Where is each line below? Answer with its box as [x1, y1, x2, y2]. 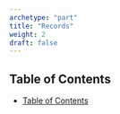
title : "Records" [9, 22, 74, 31]
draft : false [9, 38, 58, 48]
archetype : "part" [9, 13, 78, 22]
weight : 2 [9, 30, 47, 39]
